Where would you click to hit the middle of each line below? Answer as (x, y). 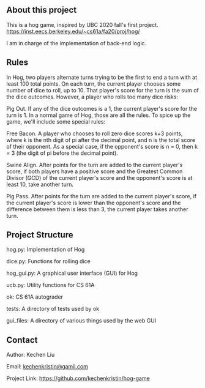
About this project (42, 10)
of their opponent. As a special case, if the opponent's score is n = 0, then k (102, 146)
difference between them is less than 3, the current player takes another (97, 209)
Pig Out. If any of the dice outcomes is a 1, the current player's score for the (102, 108)
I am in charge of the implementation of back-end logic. (76, 43)
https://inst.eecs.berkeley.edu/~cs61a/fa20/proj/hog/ (73, 31)
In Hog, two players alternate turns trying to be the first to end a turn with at (102, 77)
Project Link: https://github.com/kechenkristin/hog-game (78, 378)
